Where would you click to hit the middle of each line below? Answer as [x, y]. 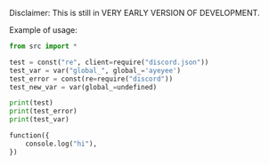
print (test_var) [39, 120]
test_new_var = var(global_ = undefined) [83, 87]
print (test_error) [43, 111]
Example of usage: [44, 30]
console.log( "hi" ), [61, 144]
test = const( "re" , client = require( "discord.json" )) [109, 62]
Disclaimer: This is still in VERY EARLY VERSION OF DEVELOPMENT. [134, 13]
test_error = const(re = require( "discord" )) [91, 79]
